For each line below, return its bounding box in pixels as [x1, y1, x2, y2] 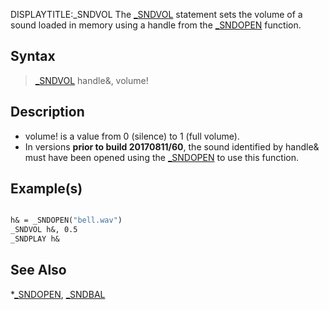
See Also [10, 262, 67, 279]
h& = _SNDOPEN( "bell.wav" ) [10, 215, 123, 226]
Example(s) [10, 180, 83, 198]
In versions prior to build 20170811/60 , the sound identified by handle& [24, 140, 320, 153]
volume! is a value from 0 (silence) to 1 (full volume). [24, 130, 240, 142]
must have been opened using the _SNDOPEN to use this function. [24, 151, 299, 163]
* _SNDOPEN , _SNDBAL [10, 288, 106, 300]
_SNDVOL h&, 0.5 [10, 225, 78, 235]
